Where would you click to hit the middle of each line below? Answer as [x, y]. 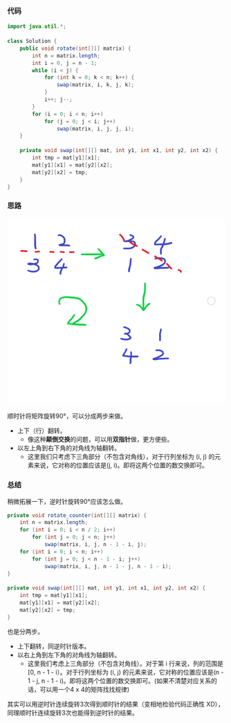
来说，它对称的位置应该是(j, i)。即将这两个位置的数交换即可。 [121, 465]
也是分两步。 [25, 631]
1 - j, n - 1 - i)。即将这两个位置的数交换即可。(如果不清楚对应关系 [119, 680]
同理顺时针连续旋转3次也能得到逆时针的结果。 [73, 713]
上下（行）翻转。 [41, 431]
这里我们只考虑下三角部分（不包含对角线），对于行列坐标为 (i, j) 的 [121, 457]
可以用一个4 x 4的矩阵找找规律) [85, 689]
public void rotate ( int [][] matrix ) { [75, 48]
